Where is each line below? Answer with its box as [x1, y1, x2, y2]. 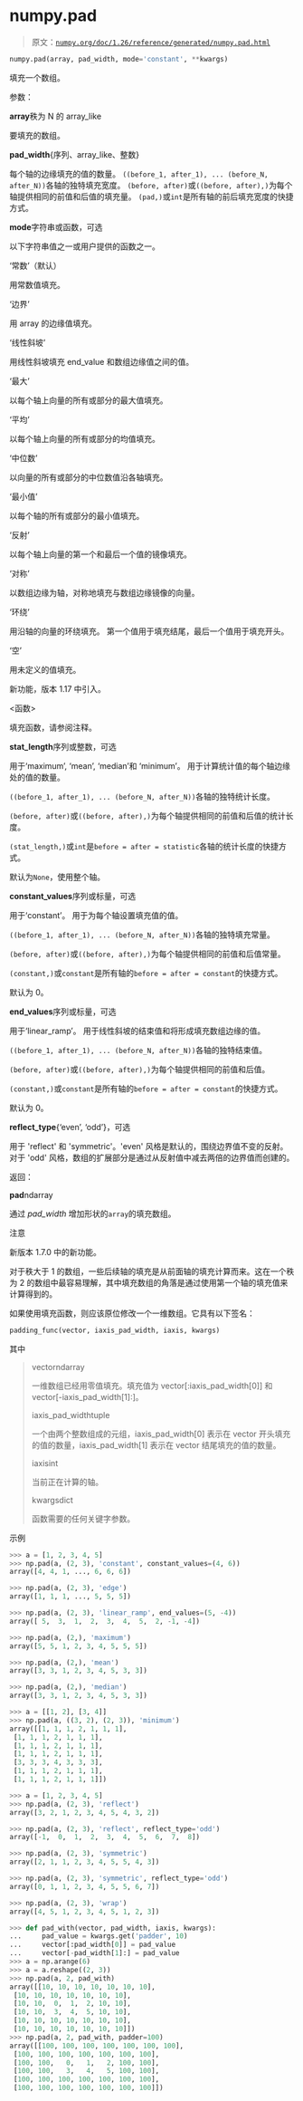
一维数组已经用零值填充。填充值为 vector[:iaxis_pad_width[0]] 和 [31, 1380, 273, 1391]
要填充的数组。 [9, 130, 65, 140]
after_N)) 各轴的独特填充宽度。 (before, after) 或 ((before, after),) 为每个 [9, 179, 293, 190]
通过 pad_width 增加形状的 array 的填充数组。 [9, 1208, 176, 1219]
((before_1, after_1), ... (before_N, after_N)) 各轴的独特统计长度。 [9, 791, 276, 801]
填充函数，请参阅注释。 [9, 722, 97, 733]
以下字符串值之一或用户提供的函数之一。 [9, 241, 160, 252]
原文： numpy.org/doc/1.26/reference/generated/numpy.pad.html [31, 36, 271, 47]
